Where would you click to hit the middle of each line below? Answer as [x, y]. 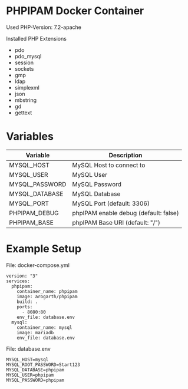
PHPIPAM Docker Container [75, 11]
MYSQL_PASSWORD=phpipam [35, 380]
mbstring [26, 100]
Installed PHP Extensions [36, 38]
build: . [27, 302]
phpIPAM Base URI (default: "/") [116, 222]
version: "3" [22, 276]
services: [18, 281]
